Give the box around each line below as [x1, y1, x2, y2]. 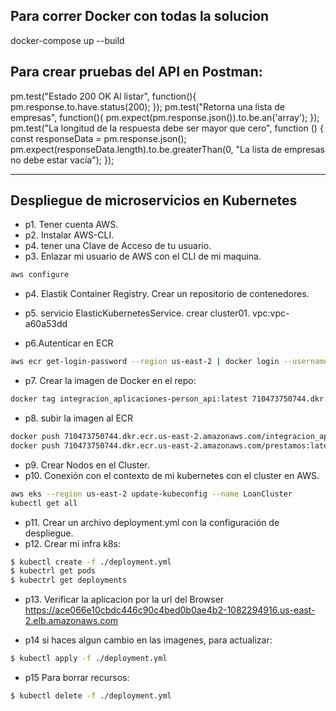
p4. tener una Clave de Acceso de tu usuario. [24, 240, 212, 252]
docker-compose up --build [10, 34, 125, 46]
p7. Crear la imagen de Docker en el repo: [24, 375, 197, 387]
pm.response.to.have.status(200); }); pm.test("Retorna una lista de [10, 100, 285, 113]
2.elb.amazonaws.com [24, 615, 119, 627]
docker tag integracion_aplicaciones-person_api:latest [10, 394, 248, 404]
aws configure [10, 270, 70, 280]
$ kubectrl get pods [10, 566, 97, 576]
